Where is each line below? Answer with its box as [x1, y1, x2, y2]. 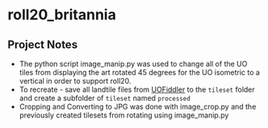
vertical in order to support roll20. [19, 76, 132, 85]
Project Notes [7, 38, 78, 52]
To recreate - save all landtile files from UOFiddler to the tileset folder [19, 85, 255, 94]
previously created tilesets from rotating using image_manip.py [19, 110, 229, 120]
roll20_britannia [7, 6, 116, 24]
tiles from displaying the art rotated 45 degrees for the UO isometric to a [19, 68, 260, 77]
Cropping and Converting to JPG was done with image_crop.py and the [19, 102, 257, 111]
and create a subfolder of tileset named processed [19, 93, 191, 102]
